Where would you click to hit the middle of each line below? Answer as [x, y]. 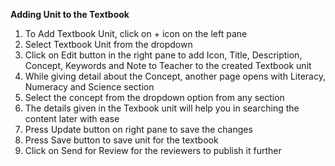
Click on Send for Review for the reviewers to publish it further [153, 150]
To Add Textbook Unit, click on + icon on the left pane [136, 33]
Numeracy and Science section [89, 87]
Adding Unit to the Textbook [70, 14]
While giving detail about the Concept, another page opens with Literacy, [175, 76]
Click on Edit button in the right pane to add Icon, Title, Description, [163, 55]
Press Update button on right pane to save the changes [138, 129]
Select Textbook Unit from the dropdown [108, 44]
